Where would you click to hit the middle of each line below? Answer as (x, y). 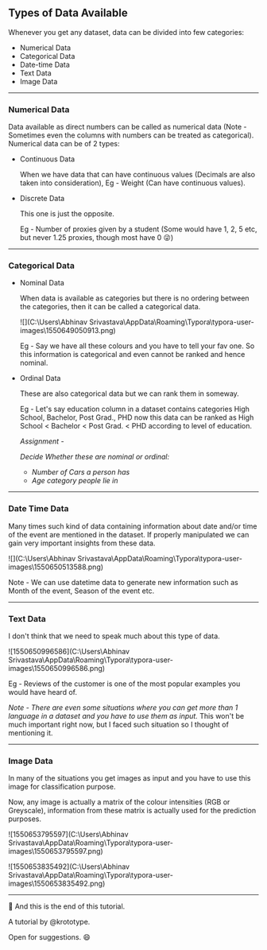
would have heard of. (43, 692)
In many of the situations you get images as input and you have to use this (130, 778)
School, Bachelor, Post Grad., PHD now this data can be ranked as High (137, 417)
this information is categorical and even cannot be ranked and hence (132, 355)
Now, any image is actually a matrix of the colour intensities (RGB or (119, 802)
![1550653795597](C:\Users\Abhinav (68, 835)
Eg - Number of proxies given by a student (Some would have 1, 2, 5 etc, (138, 229)
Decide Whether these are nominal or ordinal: (95, 457)
